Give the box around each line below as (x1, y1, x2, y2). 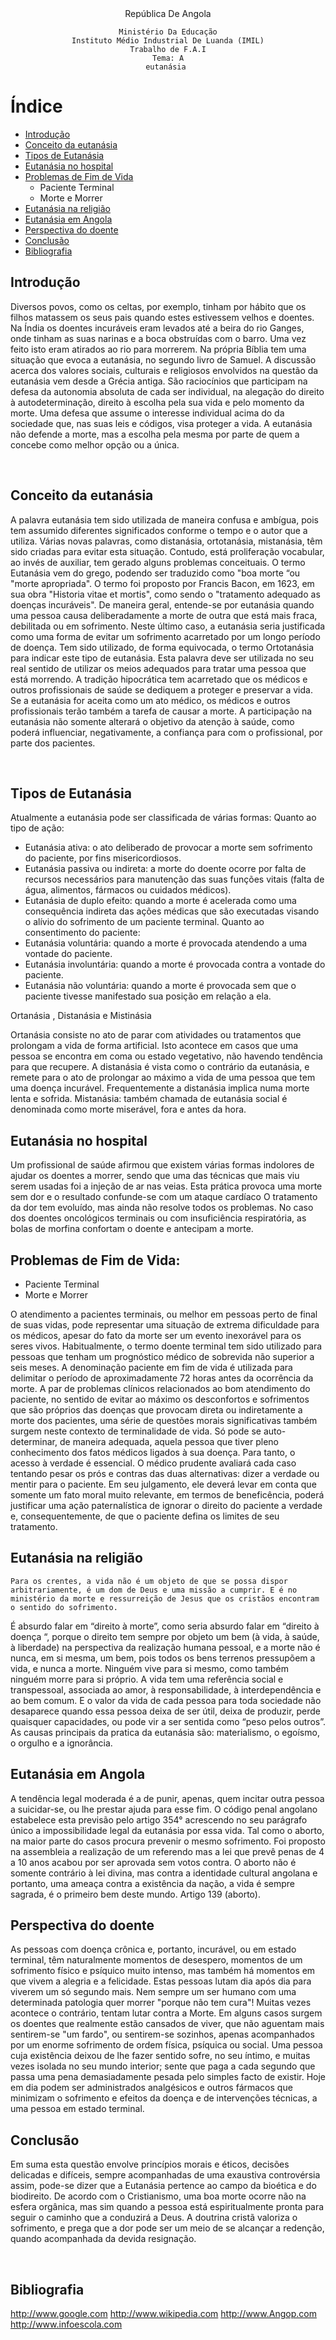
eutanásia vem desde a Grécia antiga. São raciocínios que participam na (10, 375, 308, 387)
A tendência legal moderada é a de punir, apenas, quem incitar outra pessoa (10, 1792, 325, 1804)
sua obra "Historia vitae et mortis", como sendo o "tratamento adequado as (10, 588, 321, 600)
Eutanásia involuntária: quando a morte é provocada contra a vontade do (24, 958, 326, 971)
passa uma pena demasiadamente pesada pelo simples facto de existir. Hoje (10, 2071, 327, 2083)
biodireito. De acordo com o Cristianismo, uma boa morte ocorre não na (10, 2190, 307, 2202)
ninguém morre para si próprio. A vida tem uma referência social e (10, 1673, 284, 1685)
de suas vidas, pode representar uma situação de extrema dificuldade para (10, 1319, 320, 1331)
